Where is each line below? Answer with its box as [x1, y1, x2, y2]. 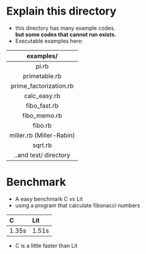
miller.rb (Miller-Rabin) [9, 131, 75, 139]
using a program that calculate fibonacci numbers [15, 202, 141, 209]
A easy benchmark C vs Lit [15, 195, 83, 202]
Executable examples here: [15, 37, 83, 44]
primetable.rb [23, 72, 62, 80]
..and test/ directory [14, 151, 71, 159]
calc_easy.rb [24, 91, 61, 100]
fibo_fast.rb [26, 101, 59, 110]
